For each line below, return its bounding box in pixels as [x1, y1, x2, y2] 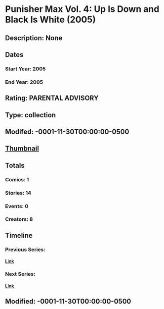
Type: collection [5, 110, 56, 119]
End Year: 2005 [5, 78, 43, 85]
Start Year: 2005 [5, 65, 46, 72]
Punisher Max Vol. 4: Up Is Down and [5, 3, 160, 15]
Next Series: [5, 271, 36, 278]
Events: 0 [5, 203, 29, 209]
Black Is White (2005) [5, 14, 96, 25]
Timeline [5, 231, 33, 240]
